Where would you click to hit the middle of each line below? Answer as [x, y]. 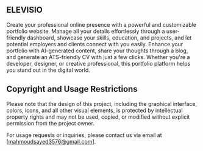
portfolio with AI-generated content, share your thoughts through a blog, [97, 51]
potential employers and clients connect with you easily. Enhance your [95, 44]
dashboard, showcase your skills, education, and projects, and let [109, 37]
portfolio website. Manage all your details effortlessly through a [86, 31]
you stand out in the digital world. [48, 70]
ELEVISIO [24, 10]
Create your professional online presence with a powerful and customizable [101, 24]
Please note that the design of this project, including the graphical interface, [101, 104]
